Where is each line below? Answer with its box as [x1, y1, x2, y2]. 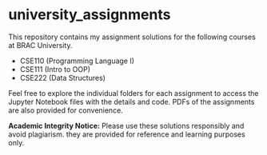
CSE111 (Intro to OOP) [19, 64, 90, 74]
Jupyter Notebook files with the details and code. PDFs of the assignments [8, 97, 255, 106]
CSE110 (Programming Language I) [19, 56, 134, 66]
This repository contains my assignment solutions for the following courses [8, 32, 256, 42]
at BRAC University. [8, 40, 73, 50]
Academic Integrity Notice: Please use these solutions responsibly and [8, 121, 245, 130]
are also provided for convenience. [8, 105, 124, 115]
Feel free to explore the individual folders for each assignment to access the [8, 88, 259, 97]
